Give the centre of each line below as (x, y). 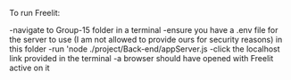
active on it (30, 68)
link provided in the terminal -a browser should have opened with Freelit (141, 58)
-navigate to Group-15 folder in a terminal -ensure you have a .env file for (144, 30)
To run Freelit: (35, 13)
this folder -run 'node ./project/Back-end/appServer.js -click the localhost (145, 49)
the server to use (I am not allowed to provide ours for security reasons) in (146, 40)
